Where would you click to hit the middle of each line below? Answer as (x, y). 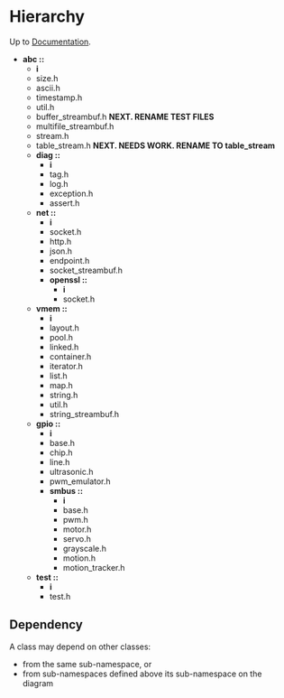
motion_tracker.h (94, 567)
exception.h (71, 193)
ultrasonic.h (71, 471)
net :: (46, 212)
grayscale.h (84, 548)
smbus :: (66, 490)
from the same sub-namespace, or (87, 664)
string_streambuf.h (84, 414)
